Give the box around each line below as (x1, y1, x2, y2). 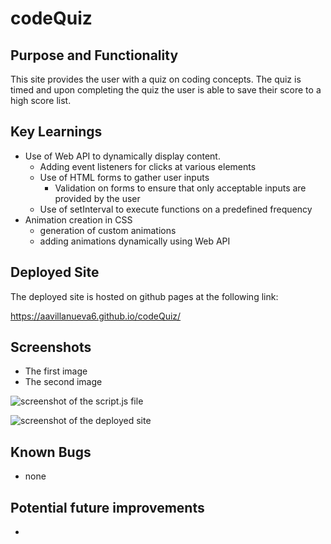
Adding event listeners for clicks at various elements (39, 160, 257, 172)
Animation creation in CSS (24, 213, 133, 226)
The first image (24, 365, 88, 377)
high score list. (10, 95, 72, 106)
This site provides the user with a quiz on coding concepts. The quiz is (10, 73, 302, 85)
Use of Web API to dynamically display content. (24, 150, 221, 162)
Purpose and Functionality (10, 47, 179, 64)
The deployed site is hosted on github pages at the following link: (10, 290, 279, 302)
